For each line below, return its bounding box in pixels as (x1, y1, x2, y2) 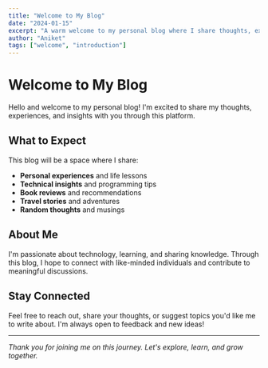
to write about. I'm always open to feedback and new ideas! (8, 319, 205, 329)
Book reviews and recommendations (19, 187, 142, 197)
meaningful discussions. (8, 266, 89, 276)
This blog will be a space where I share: (8, 155, 139, 165)
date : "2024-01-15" (8, 19, 73, 27)
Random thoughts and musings (19, 205, 125, 214)
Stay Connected (8, 290, 90, 303)
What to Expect (8, 134, 86, 148)
